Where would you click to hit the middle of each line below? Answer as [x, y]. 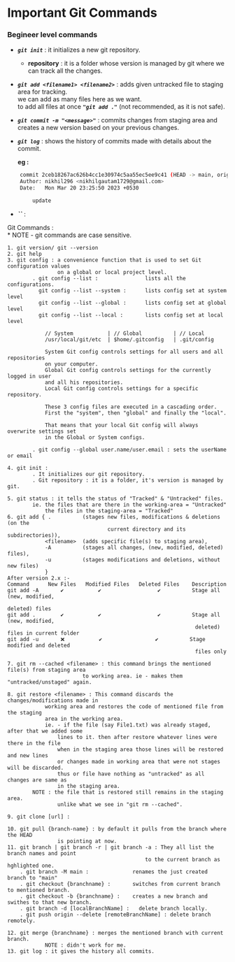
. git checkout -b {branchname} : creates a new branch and [114, 896]
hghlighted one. [31, 866]
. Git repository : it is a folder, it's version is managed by [128, 480]
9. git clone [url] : [39, 817]
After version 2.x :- [39, 578]
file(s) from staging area [47, 670]
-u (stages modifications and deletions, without [132, 560]
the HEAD [20, 835]
